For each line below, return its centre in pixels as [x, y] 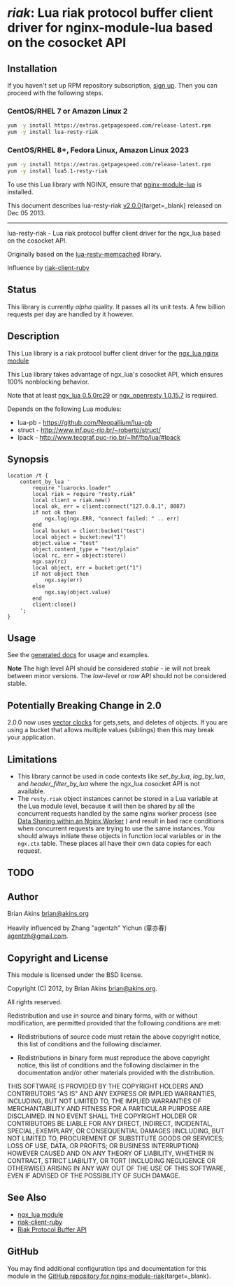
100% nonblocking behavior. [48, 382]
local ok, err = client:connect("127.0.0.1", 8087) [109, 506]
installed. [20, 192]
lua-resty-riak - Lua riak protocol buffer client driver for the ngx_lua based [114, 234]
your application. [31, 737]
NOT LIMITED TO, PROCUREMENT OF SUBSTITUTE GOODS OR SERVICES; [116, 1138]
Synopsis [28, 460]
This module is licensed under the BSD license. [75, 975]
